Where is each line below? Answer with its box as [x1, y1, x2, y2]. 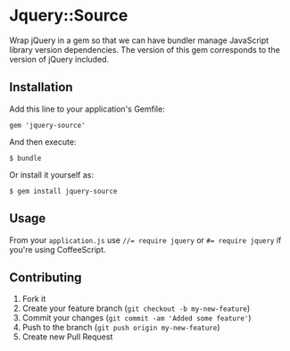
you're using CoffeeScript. [9, 244, 106, 255]
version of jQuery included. [9, 54, 110, 64]
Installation [9, 79, 73, 95]
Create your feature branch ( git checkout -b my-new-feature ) [21, 303, 251, 313]
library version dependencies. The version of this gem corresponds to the [9, 44, 281, 54]
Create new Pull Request [21, 331, 113, 342]
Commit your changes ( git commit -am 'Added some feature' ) [21, 313, 252, 323]
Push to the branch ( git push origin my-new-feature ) [21, 322, 220, 333]
